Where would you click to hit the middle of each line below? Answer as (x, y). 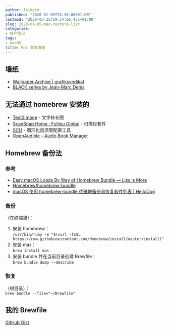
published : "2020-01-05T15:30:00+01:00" (48, 15)
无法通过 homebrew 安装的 (47, 104)
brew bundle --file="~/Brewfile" (40, 293)
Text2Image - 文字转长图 (38, 117)
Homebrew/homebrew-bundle (44, 185)
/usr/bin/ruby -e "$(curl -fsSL (46, 235)
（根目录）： (17, 288)
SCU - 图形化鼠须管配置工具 (42, 130)
